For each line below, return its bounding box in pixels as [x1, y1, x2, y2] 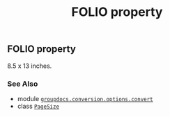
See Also [7, 79, 38, 89]
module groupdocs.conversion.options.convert [17, 94, 153, 102]
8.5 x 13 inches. [7, 62, 52, 70]
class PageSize [17, 102, 60, 110]
